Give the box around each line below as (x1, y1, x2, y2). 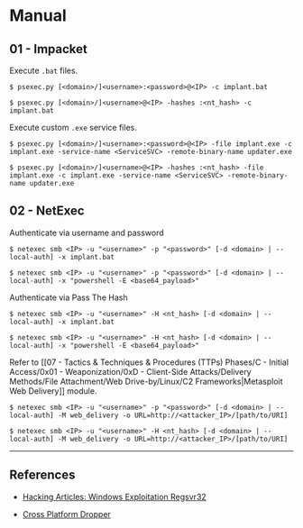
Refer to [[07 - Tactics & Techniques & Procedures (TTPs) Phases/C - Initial (9, 357, 289, 368)
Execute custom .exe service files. (9, 123, 137, 132)
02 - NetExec (9, 204, 85, 219)
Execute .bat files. (9, 65, 78, 76)
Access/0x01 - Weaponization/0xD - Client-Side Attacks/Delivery (9, 366, 252, 377)
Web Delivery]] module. (9, 385, 97, 396)
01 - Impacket (9, 41, 87, 57)
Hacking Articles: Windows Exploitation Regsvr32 (22, 491, 207, 502)
